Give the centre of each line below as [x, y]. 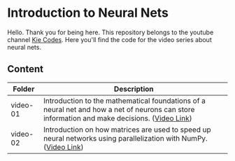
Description [134, 89]
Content [26, 69]
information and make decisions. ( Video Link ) [117, 118]
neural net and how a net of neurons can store [119, 109]
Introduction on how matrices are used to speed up [127, 129]
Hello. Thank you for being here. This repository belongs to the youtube [111, 32]
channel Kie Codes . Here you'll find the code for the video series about [109, 39]
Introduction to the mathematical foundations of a [124, 101]
